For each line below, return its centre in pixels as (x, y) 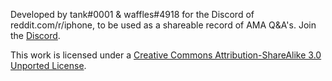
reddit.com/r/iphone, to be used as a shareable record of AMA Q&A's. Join (163, 25)
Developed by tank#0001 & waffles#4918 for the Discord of (132, 14)
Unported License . (48, 65)
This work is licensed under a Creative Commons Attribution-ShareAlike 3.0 (166, 55)
